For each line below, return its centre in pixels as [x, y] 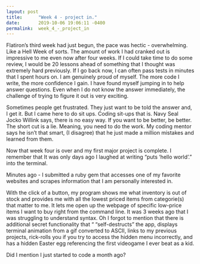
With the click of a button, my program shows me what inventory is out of [96, 193]
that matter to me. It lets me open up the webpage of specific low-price [94, 206]
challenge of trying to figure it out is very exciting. [67, 96]
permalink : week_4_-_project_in [48, 28]
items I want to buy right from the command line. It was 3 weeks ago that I [97, 212]
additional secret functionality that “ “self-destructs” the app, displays [92, 225]
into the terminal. [27, 163]
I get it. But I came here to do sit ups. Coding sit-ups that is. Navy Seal [93, 114]
